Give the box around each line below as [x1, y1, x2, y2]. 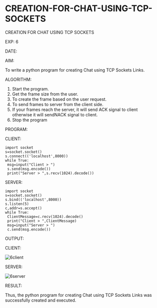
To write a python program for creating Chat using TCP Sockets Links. [5, 67, 145, 73]
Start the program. [12, 86, 49, 91]
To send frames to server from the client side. [12, 101, 104, 107]
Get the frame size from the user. [12, 91, 78, 97]
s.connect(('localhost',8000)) [5, 154, 68, 159]
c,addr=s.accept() [5, 205, 42, 211]
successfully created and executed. [5, 297, 77, 303]
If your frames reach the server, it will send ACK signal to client [12, 107, 138, 112]
